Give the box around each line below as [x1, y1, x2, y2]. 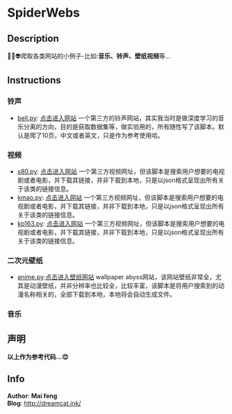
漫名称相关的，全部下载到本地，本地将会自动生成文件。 [17, 290, 176, 299]
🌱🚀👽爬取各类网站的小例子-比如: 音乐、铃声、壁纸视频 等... [7, 52, 171, 60]
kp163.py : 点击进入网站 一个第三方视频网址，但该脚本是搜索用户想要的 [17, 219, 219, 227]
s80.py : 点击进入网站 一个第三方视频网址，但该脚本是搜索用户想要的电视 [17, 167, 225, 175]
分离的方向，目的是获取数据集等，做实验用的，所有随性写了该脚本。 [23, 122, 219, 131]
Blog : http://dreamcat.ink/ [7, 399, 81, 407]
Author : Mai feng [7, 391, 58, 400]
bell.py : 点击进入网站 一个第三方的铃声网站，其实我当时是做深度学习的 [17, 113, 219, 122]
